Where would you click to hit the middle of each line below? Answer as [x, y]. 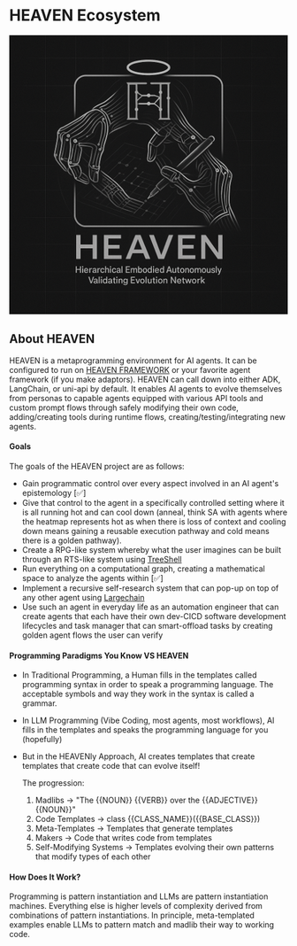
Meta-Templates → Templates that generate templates [134, 828]
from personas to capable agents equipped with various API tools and [136, 398]
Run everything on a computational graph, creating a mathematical [143, 569]
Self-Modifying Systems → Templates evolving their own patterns [155, 848]
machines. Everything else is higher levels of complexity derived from [136, 906]
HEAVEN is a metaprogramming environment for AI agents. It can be [133, 361]
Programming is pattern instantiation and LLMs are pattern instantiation [139, 896]
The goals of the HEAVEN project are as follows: [97, 466]
